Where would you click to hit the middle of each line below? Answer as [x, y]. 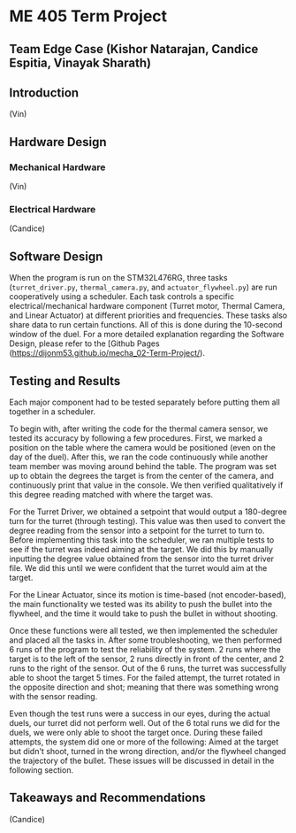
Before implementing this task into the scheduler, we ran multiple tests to [142, 540]
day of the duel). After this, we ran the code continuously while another [139, 457]
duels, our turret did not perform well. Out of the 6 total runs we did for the [145, 723]
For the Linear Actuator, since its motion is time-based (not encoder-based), [148, 594]
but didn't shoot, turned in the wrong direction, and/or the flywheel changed [148, 751]
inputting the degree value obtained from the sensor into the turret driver [142, 559]
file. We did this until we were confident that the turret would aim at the [138, 568]
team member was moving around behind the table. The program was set [143, 466]
